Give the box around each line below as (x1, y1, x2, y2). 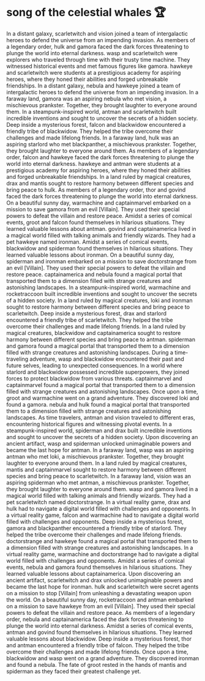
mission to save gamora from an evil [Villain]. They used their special (6, 205, 180, 213)
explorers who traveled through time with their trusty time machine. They (6, 56, 190, 63)
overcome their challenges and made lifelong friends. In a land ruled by (6, 323, 186, 330)
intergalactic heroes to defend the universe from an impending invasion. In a (6, 88, 199, 96)
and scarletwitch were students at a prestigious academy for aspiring (6, 69, 181, 76)
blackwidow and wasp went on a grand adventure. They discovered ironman (6, 654, 199, 662)
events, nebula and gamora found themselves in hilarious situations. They (6, 563, 192, 571)
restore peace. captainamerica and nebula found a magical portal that (6, 271, 182, 278)
